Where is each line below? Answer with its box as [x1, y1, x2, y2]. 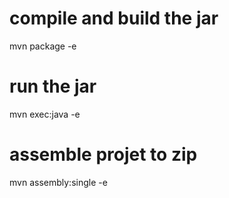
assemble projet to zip [9, 143, 198, 166]
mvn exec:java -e [9, 108, 81, 120]
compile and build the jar [9, 7, 219, 30]
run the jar [9, 75, 97, 98]
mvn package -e [9, 40, 77, 52]
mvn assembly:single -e [9, 176, 108, 188]
